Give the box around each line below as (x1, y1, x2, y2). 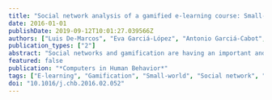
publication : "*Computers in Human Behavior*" (8, 65, 168, 73)
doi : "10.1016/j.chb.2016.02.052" (8, 79, 125, 87)
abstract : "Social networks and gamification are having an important (8, 49, 252, 57)
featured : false (8, 57, 63, 65)
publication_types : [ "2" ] (8, 42, 96, 50)
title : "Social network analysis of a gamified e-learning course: (8, 11, 241, 20)
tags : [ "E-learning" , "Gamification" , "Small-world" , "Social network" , (8, 72, 259, 80)
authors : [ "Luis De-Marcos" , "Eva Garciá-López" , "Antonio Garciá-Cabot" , (8, 34, 266, 43)
